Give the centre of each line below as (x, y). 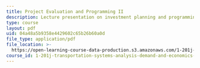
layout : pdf (21, 28)
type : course (22, 22)
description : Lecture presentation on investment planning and (86, 17)
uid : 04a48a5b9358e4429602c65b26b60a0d (56, 34)
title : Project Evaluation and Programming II (65, 12)
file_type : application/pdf (41, 39)
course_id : (20, 56)
